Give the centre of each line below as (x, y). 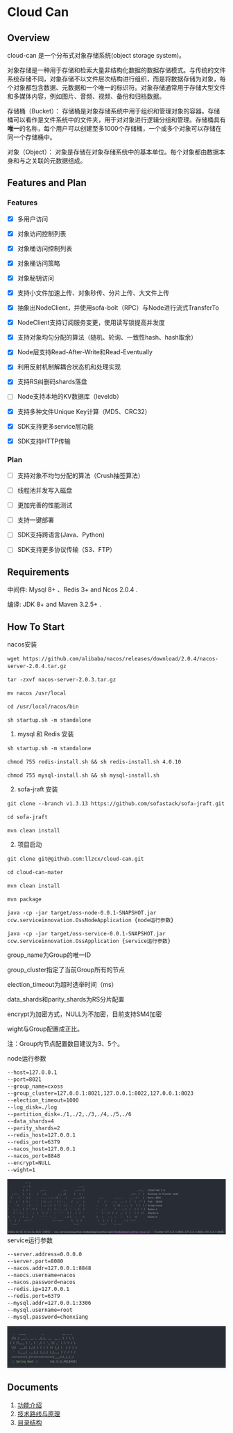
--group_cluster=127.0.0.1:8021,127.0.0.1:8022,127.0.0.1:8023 (101, 1093)
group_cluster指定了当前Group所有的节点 (66, 969)
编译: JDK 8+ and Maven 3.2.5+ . (54, 604)
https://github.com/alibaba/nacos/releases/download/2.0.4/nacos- (120, 658)
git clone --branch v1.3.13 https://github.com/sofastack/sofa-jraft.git (116, 803)
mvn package (24, 899)
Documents (33, 1387)
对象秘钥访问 (35, 278)
